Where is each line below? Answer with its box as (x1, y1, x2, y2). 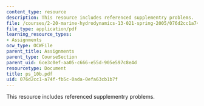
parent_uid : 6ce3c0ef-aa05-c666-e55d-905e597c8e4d (6, 59, 137, 65)
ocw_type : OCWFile (6, 43, 53, 49)
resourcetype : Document (6, 65, 67, 71)
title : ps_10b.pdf (6, 71, 53, 77)
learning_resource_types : (6, 31, 72, 38)
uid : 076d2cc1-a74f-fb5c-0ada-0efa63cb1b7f (6, 76, 118, 82)
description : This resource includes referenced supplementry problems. (6, 15, 194, 21)
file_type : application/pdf (6, 25, 78, 32)
